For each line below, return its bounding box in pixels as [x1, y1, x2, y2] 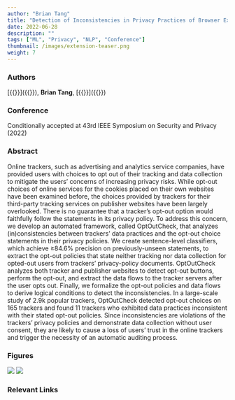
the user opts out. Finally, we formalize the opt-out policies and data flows [7, 281, 221, 290]
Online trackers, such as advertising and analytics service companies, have [7, 162, 225, 171]
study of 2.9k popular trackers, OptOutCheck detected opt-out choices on [7, 296, 222, 304]
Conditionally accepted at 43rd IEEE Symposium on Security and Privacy [7, 122, 217, 130]
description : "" [7, 29, 55, 37]
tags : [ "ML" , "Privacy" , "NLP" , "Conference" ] [7, 36, 145, 43]
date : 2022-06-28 [7, 23, 58, 30]
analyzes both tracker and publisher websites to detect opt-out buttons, [7, 266, 215, 275]
